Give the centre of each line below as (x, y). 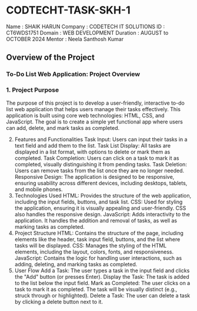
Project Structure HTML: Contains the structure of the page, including (99, 233)
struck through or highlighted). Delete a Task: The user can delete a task (102, 295)
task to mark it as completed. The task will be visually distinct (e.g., (96, 289)
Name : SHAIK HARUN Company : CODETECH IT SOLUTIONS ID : (86, 26)
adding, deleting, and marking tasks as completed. (76, 264)
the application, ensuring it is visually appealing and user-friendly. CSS (100, 208)
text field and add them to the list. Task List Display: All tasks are (93, 145)
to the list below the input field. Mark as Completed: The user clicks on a (102, 283)
